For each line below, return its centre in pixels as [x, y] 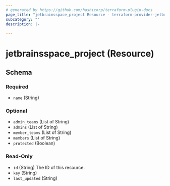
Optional [16, 111]
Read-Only [19, 156]
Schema [19, 72]
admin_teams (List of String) [41, 122]
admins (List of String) [35, 127]
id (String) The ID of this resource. [49, 167]
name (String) [26, 98]
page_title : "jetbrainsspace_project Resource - [58, 15]
